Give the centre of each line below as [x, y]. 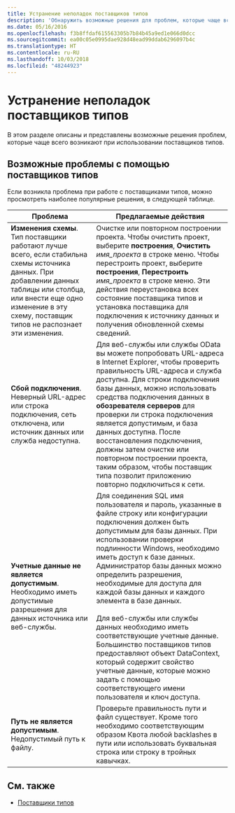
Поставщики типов [46, 803]
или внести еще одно [47, 298]
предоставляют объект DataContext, [158, 653]
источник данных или [47, 432]
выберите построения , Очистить [154, 246]
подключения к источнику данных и [157, 316]
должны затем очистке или [143, 450]
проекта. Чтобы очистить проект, [153, 237]
